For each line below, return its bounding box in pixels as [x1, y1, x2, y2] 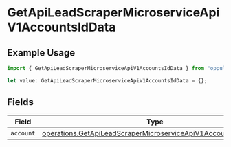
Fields [7, 96, 34, 108]
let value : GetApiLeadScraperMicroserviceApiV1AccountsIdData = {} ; [7, 77, 208, 84]
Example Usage [7, 47, 76, 58]
